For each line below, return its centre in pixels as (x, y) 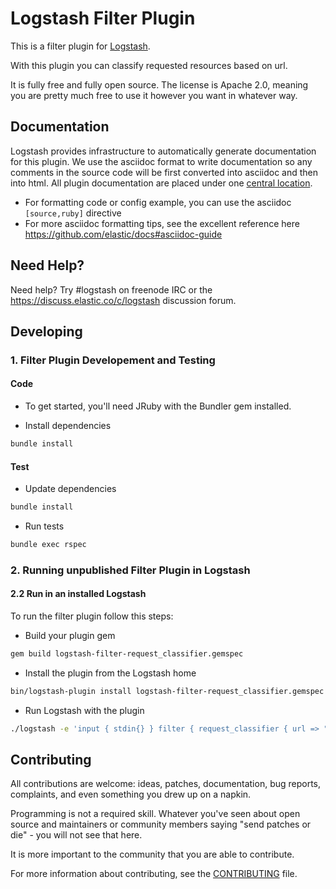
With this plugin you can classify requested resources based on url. (149, 65)
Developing (46, 331)
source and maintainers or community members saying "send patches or (161, 824)
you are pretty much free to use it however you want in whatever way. (154, 95)
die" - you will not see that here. (76, 835)
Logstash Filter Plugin (103, 18)
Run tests (44, 526)
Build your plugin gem (70, 636)
